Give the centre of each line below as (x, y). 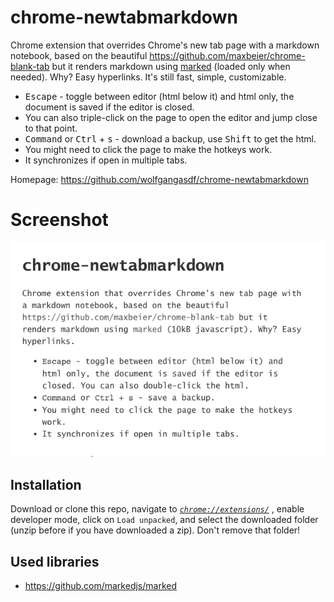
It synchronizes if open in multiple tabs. (106, 160)
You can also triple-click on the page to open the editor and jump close (171, 117)
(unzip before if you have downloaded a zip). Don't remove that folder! (155, 530)
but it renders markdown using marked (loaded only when (171, 66)
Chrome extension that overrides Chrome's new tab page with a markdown (165, 45)
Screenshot (59, 220)
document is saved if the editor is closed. (109, 107)
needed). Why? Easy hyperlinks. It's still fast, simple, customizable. (148, 77)
